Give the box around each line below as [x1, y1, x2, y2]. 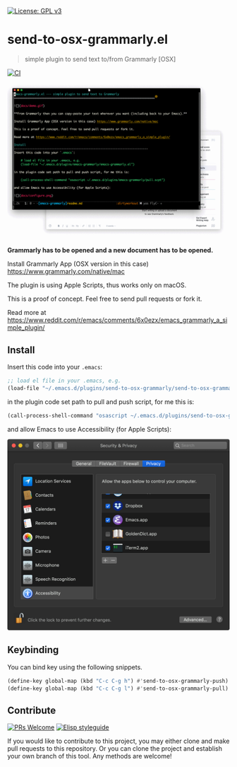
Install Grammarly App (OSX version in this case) [7, 260, 150, 268]
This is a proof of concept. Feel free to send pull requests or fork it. [7, 294, 202, 304]
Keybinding [7, 644, 59, 656]
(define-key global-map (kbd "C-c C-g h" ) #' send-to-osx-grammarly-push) [7, 677, 229, 684]
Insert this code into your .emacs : [7, 363, 103, 371]
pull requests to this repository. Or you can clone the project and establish [7, 744, 223, 753]
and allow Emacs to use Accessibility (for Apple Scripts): [7, 425, 171, 433]
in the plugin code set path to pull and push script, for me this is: [7, 397, 195, 406]
